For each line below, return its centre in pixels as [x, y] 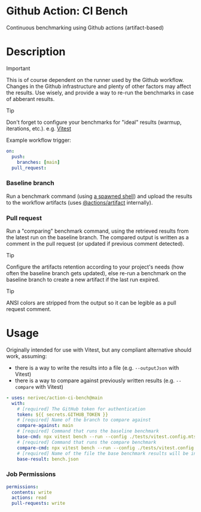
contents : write [32, 492]
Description [36, 52]
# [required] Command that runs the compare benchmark [87, 442]
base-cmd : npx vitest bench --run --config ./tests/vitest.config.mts [107, 437]
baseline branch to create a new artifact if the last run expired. [83, 279]
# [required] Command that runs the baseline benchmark [88, 431]
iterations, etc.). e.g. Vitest [39, 128]
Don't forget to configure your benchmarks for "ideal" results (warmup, [94, 122]
